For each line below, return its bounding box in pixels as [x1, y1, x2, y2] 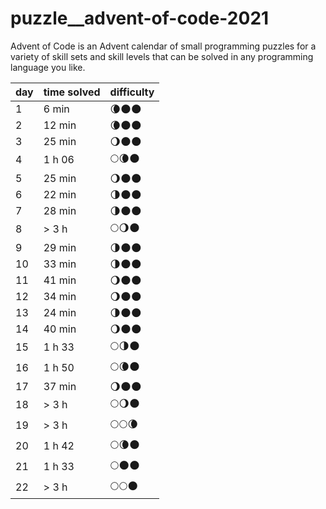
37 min [43, 379, 77, 393]
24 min [43, 305, 77, 319]
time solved [43, 85, 101, 99]
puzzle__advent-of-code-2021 [10, 7, 270, 30]
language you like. [10, 61, 86, 73]
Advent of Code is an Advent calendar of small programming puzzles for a [10, 40, 317, 52]
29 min [43, 240, 77, 254]
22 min [43, 187, 77, 201]
